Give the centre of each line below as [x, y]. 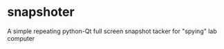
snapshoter [41, 12]
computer [21, 38]
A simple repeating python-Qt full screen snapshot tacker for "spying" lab [112, 31]
